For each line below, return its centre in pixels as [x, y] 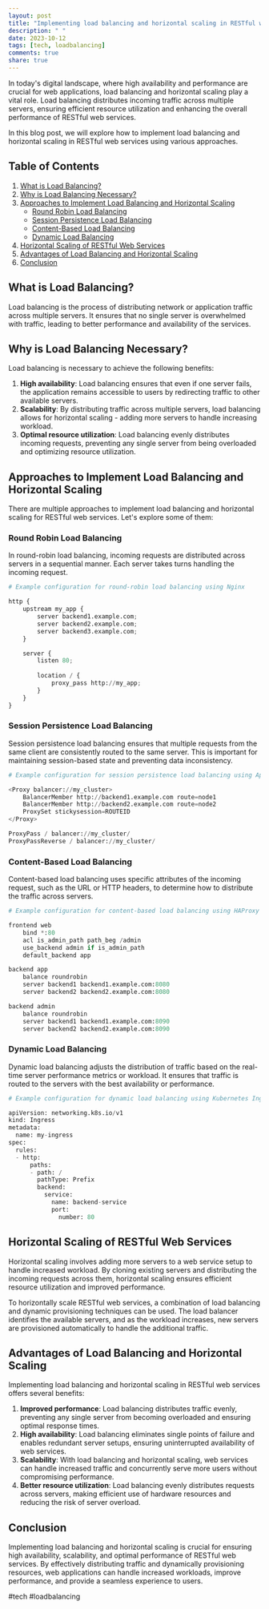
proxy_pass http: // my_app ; [96, 683]
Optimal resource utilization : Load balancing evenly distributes [124, 435]
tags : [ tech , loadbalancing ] [57, 46]
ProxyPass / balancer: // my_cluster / [69, 834]
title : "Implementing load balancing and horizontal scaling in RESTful [132, 23]
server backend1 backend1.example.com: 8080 [96, 985]
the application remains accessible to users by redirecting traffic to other [140, 392]
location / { [59, 676]
